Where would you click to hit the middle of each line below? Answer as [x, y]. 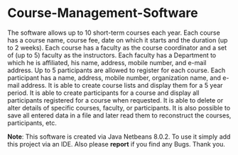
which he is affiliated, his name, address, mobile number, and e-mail [107, 62]
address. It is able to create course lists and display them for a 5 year [122, 85]
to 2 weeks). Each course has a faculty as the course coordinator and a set [117, 47]
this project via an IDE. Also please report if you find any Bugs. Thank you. [117, 144]
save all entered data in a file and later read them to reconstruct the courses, [119, 115]
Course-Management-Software [103, 13]
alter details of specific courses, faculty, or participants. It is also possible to [119, 108]
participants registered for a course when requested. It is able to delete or [115, 100]
